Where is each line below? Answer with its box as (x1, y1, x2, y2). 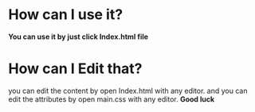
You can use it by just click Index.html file (8, 32, 149, 41)
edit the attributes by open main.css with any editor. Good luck (8, 94, 215, 104)
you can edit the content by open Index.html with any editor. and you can (8, 86, 248, 95)
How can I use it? (8, 6, 124, 24)
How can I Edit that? (8, 60, 143, 78)
